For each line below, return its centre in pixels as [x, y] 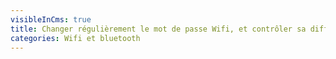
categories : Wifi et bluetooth [75, 38]
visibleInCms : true [51, 19]
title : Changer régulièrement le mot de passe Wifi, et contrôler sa [158, 29]
